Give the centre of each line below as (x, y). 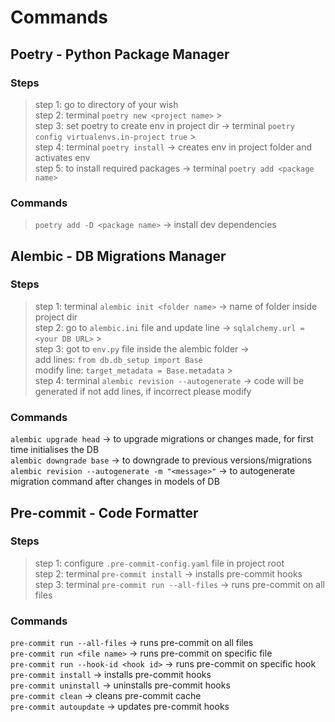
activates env (62, 157)
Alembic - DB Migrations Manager (118, 256)
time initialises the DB (55, 450)
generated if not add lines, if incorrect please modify (143, 391)
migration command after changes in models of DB (115, 482)
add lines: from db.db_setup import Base (118, 359)
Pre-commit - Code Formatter (104, 512)
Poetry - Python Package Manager (120, 54)
